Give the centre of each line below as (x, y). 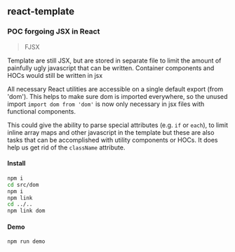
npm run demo (26, 241)
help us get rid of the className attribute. (66, 147)
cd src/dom (23, 185)
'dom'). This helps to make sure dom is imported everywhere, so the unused (117, 96)
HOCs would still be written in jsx (55, 75)
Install (16, 164)
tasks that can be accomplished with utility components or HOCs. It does (113, 140)
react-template (41, 12)
